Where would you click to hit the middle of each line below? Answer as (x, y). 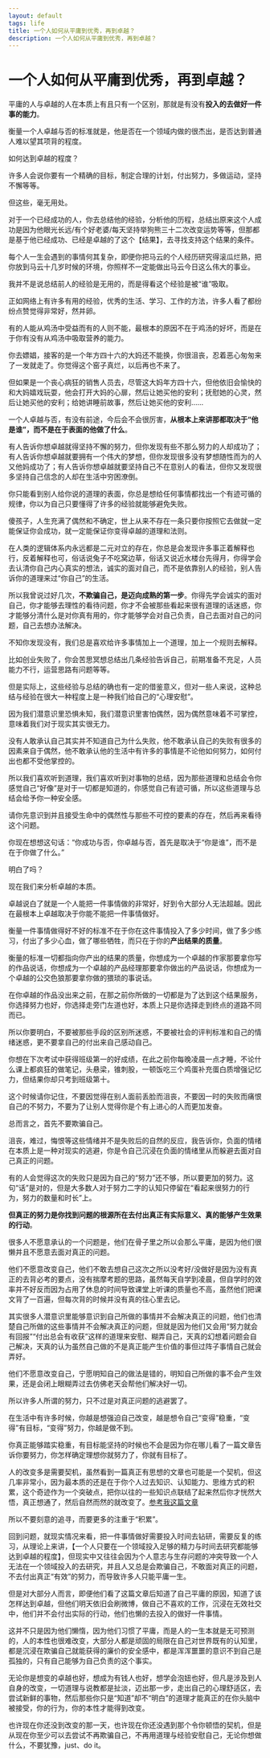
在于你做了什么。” (37, 852)
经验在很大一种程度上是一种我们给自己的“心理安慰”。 (110, 697)
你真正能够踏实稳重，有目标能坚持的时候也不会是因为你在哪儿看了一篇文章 (131, 1445)
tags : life (27, 23)
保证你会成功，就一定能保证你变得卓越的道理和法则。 (103, 531)
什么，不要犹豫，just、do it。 (57, 1745)
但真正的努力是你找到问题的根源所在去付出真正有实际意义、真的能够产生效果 (135, 1215)
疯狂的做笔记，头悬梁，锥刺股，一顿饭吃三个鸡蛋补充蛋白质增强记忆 (149, 1069)
